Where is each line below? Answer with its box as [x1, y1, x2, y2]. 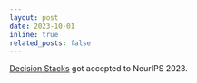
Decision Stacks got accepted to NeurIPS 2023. [9, 63, 188, 74]
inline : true [9, 30, 59, 39]
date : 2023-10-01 [9, 22, 75, 31]
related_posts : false [9, 38, 92, 48]
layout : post [9, 13, 59, 23]
